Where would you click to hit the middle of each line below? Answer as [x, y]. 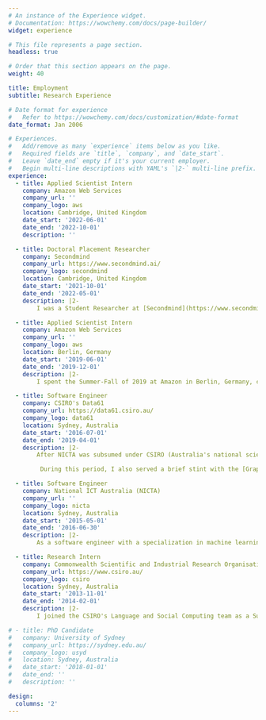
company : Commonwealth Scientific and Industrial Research [122, 564]
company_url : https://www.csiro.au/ [83, 572]
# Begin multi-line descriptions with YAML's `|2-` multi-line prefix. [133, 168]
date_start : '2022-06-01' [65, 220]
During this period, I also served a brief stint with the [139, 469]
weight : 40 [26, 74]
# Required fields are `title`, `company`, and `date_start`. [116, 154]
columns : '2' [37, 703]
